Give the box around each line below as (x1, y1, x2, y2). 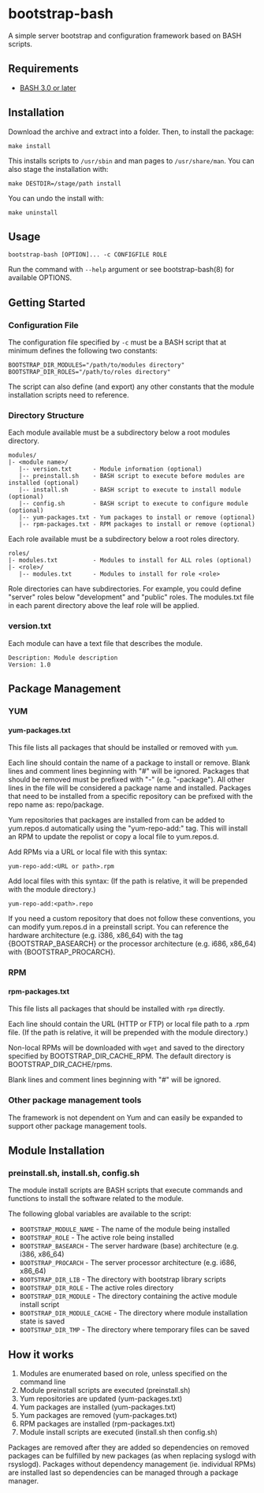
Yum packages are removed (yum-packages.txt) (19, 1411, 177, 1420)
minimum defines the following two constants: (8, 346, 158, 356)
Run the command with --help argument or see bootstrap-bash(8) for (8, 265, 235, 274)
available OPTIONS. (8, 273, 73, 282)
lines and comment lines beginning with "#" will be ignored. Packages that (8, 767, 250, 776)
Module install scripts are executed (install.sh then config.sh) (19, 1428, 218, 1437)
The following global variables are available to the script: (8, 1209, 191, 1219)
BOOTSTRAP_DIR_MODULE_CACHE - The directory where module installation (19, 1308, 248, 1318)
